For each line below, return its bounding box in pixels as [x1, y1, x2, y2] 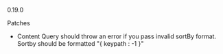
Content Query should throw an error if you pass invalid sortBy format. [16, 32, 217, 40]
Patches [7, 19, 31, 27]
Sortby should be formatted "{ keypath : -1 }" [16, 40, 144, 47]
